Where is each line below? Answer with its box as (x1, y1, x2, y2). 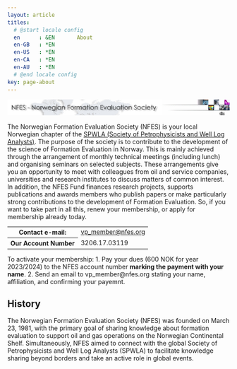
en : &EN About (13, 34, 93, 41)
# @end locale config (13, 71, 78, 78)
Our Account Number (10, 239, 75, 247)
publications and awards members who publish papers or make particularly (7, 189, 227, 198)
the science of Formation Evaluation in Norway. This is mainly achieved (7, 145, 214, 153)
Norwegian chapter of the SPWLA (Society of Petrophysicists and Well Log (7, 129, 225, 138)
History (7, 298, 41, 310)
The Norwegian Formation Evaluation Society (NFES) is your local (7, 122, 197, 131)
